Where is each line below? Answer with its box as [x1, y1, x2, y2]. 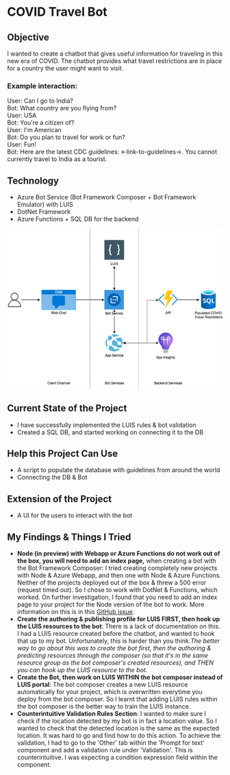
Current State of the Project [7, 402, 127, 415]
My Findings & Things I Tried [7, 531, 131, 543]
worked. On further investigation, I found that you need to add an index [16, 593, 218, 602]
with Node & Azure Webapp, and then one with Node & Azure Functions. [16, 571, 221, 580]
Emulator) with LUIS [16, 200, 73, 209]
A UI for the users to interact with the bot [16, 511, 133, 519]
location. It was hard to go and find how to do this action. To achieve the [16, 731, 221, 740]
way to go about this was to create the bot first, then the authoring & [16, 644, 212, 652]
